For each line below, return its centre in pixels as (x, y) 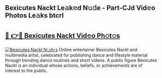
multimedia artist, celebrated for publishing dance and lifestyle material (76, 55)
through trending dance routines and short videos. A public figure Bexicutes (81, 60)
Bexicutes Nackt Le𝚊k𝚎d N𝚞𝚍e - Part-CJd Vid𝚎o (80, 8)
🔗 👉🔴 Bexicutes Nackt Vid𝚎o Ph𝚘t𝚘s (63, 36)
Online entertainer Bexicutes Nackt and (98, 50)
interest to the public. (26, 70)
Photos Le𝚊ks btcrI (35, 16)
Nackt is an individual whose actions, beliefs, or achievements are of (74, 65)
